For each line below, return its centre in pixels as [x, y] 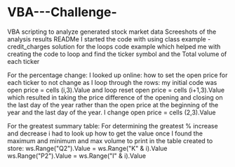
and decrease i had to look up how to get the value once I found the [105, 133]
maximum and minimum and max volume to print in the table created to [110, 140]
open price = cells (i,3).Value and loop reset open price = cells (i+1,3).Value [116, 90]
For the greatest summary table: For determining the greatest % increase [113, 126]
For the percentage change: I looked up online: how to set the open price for [117, 75]
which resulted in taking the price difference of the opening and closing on [115, 97]
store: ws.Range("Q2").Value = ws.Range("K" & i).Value [87, 148]
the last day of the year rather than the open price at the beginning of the [113, 105]
